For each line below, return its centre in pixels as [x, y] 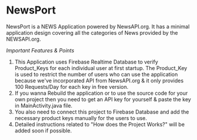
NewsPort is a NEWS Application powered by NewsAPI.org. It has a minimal [98, 26]
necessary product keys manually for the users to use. [81, 118]
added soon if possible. [43, 131]
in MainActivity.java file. [43, 105]
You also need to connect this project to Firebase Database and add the [102, 112]
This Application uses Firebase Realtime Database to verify [86, 62]
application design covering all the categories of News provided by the [92, 32]
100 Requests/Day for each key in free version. [71, 86]
